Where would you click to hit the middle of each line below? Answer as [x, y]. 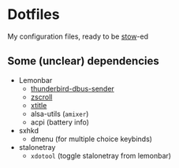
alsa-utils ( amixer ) [60, 114]
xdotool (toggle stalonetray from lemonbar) [101, 155]
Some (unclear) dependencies [83, 61]
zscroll [41, 97]
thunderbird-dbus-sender [73, 88]
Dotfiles [34, 15]
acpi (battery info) [60, 122]
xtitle [39, 105]
